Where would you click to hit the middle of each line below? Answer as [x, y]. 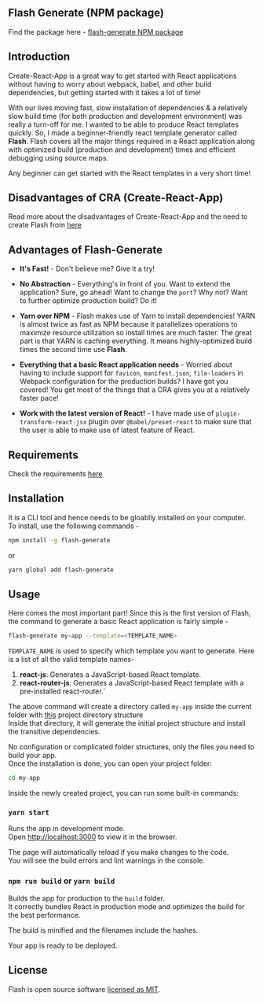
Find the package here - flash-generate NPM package [96, 31]
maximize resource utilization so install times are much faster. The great [136, 333]
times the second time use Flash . [73, 349]
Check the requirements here [55, 474]
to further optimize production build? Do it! [88, 301]
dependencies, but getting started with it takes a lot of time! [105, 92]
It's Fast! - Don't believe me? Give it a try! [87, 269]
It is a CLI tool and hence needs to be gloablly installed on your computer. [127, 517]
